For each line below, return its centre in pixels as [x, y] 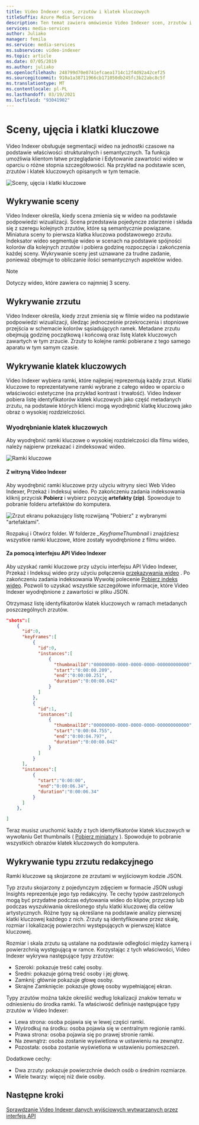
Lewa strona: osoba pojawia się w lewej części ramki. [80, 1022]
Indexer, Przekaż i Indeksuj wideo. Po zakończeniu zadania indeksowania [96, 491]
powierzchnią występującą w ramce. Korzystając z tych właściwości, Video [98, 950]
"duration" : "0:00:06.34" [68, 792]
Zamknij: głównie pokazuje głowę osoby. [64, 980]
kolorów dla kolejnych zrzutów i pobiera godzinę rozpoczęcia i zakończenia [98, 247]
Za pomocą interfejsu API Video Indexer [56, 553]
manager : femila [26, 39]
